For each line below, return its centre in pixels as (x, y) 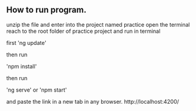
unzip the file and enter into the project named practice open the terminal (98, 24)
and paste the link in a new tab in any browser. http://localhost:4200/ (93, 101)
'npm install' (22, 66)
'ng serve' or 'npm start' (37, 90)
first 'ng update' (26, 42)
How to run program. (47, 10)
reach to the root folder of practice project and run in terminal (83, 31)
